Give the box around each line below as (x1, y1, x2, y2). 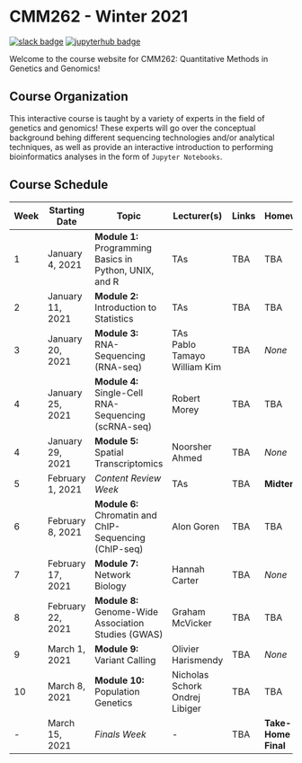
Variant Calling (93, 653, 156, 666)
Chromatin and (93, 509, 157, 521)
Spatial (93, 446, 124, 458)
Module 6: (93, 497, 139, 510)
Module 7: (93, 557, 139, 570)
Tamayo (172, 349, 206, 361)
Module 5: (93, 434, 139, 447)
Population (93, 685, 140, 697)
